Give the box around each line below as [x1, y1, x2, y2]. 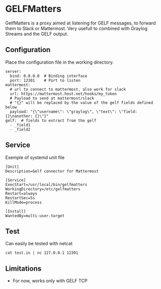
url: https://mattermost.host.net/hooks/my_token [10, 91, 117, 96]
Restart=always [5, 191, 38, 196]
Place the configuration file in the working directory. [5, 59, 114, 65]
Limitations [5, 264, 42, 273]
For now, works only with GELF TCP [12, 278, 88, 284]
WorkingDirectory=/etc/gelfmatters [5, 187, 81, 192]
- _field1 [10, 122, 30, 127]
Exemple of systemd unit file [5, 154, 65, 161]
